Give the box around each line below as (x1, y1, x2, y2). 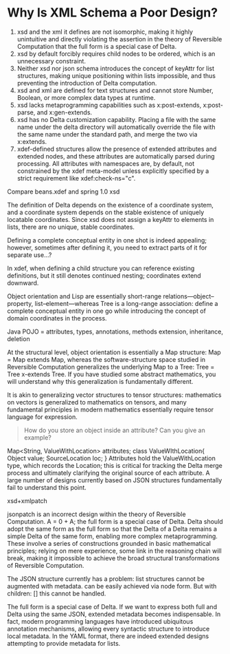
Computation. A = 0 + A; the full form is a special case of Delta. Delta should (7, 517, 223, 525)
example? (23, 433, 51, 442)
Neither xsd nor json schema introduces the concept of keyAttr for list (16, 64, 215, 72)
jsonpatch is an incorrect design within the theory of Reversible (7, 510, 187, 518)
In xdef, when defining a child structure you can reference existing (7, 264, 195, 272)
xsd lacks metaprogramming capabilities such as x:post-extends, (16, 101, 202, 109)
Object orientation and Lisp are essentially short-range (7, 292, 162, 300)
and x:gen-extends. (36, 108, 93, 116)
